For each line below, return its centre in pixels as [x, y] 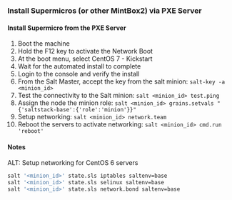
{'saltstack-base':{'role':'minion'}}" [77, 110]
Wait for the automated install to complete [79, 66]
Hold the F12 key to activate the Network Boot [85, 51]
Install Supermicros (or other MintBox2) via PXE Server [105, 11]
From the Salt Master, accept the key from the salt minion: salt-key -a [121, 81]
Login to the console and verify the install [79, 74]
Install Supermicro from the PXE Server [67, 28]
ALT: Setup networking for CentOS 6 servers [73, 163]
